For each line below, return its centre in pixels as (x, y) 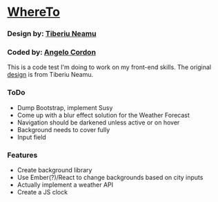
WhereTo (34, 12)
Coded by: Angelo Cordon (52, 53)
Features (22, 155)
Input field (31, 137)
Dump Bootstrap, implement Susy (65, 107)
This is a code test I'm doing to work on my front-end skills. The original (109, 67)
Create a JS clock (42, 192)
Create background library (54, 170)
